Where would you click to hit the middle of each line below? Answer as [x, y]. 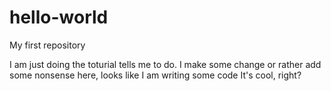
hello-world [59, 17]
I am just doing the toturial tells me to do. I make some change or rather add [165, 64]
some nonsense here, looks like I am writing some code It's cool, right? [155, 75]
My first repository [47, 45]
